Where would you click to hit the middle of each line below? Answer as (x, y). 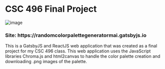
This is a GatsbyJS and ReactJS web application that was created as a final (81, 46)
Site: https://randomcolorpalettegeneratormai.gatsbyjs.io (76, 35)
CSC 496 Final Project (51, 9)
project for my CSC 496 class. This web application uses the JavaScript (78, 51)
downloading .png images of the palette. (46, 62)
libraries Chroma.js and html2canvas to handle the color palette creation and (83, 56)
